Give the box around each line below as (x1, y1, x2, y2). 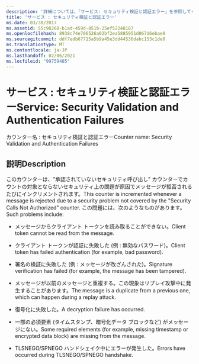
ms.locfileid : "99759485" (6, 58, 70, 64)
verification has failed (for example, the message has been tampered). (14, 268, 187, 275)
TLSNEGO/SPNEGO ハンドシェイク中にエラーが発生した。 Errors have (14, 344, 185, 352)
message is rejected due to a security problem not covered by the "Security (6, 197, 191, 204)
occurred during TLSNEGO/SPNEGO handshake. (14, 352, 133, 359)
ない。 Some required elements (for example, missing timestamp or (25, 326, 188, 333)
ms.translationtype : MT (6, 42, 65, 48)
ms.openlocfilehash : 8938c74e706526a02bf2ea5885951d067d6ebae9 (6, 31, 166, 37)
